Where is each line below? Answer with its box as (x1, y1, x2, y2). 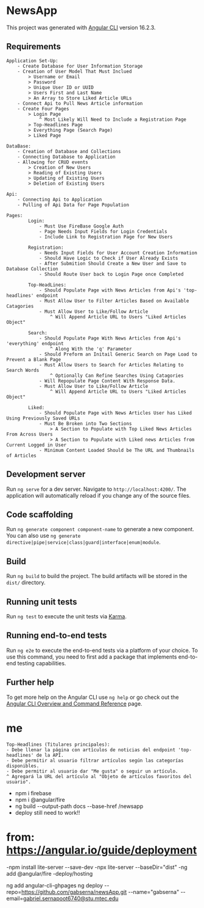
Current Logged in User (6, 441, 67, 448)
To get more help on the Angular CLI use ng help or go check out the (6, 693, 179, 701)
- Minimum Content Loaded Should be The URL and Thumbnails (38, 447, 195, 453)
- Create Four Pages (17, 105, 69, 112)
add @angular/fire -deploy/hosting (6, 870, 93, 877)
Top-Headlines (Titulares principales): (6, 742, 111, 748)
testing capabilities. (17, 659, 66, 667)
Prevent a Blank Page (6, 356, 62, 363)
